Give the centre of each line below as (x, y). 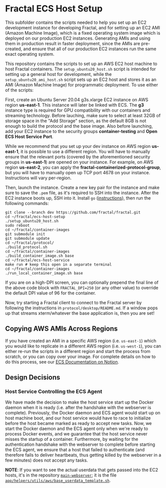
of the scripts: (19, 90)
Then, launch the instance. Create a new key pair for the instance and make (82, 187)
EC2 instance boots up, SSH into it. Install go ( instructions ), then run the (78, 198)
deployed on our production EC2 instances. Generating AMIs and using (78, 38)
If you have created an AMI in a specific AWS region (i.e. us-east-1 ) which (81, 341)
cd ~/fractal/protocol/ (30, 243)
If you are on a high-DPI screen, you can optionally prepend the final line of (82, 282)
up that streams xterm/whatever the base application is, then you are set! (80, 313)
